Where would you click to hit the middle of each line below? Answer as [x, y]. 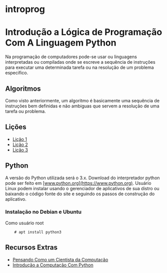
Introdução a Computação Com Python [53, 265]
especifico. [17, 73]
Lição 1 [20, 139]
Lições [16, 127]
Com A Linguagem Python [61, 43]
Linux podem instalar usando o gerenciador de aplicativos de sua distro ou [82, 188]
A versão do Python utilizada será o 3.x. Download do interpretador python [82, 178]
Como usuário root [25, 223]
